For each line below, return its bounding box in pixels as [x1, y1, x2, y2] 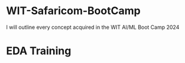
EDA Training [6, 44, 72, 58]
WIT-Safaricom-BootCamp [6, 4, 141, 18]
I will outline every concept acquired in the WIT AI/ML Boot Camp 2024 [6, 24, 180, 31]
